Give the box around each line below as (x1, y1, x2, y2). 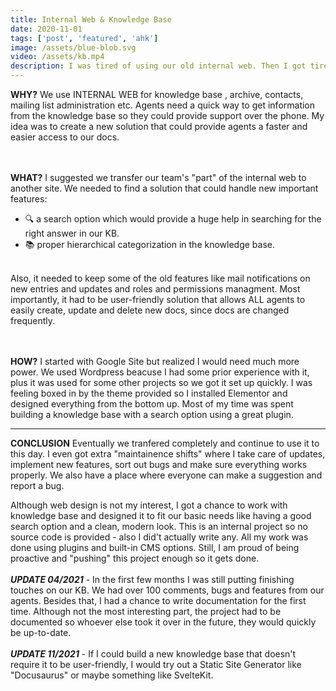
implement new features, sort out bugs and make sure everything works (10, 459, 308, 470)
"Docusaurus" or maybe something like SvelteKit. (10, 669, 214, 681)
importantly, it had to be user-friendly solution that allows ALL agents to (10, 294, 306, 305)
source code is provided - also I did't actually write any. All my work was (10, 531, 309, 543)
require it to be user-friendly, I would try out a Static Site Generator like (10, 659, 302, 670)
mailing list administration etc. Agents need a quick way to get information (10, 99, 316, 111)
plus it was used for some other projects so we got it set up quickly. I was (10, 377, 313, 388)
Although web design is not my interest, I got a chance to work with (10, 499, 288, 511)
